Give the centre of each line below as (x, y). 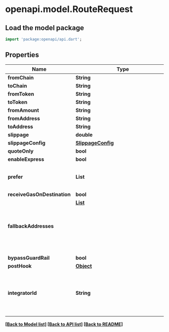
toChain (17, 85)
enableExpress (26, 159)
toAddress (21, 127)
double (84, 135)
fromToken (21, 94)
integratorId (22, 293)
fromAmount (23, 110)
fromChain (21, 77)
